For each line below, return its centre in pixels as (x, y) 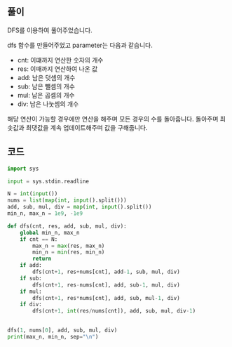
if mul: (31, 292)
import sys (23, 169)
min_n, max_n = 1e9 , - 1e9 (45, 214)
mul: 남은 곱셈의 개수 (46, 95)
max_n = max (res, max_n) (69, 246)
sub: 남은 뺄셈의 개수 (46, 86)
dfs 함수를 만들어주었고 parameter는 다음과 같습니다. (80, 45)
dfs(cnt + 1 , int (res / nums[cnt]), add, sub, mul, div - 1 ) (114, 311)
